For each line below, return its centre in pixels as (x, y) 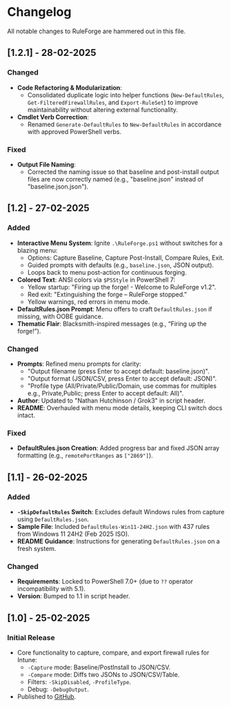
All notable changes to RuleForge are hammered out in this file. (97, 31)
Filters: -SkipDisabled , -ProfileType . (79, 681)
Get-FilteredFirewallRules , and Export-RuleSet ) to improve (113, 102)
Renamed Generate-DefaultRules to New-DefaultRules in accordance (124, 124)
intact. (26, 415)
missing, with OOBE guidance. (60, 316)
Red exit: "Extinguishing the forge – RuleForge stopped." (107, 294)
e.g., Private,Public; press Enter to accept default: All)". (106, 393)
